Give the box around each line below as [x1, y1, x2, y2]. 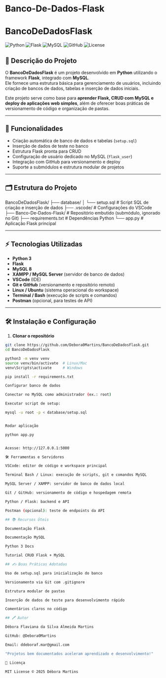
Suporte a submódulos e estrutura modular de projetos [12, 164, 124, 170]
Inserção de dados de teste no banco [12, 143, 89, 149]
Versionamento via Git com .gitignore [5, 579, 85, 585]
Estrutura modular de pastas [5, 588, 65, 594]
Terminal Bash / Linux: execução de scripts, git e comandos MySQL [5, 472, 147, 477]
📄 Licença [5, 660, 26, 665]
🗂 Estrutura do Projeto [5, 184, 78, 192]
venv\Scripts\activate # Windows [5, 365, 83, 370]
